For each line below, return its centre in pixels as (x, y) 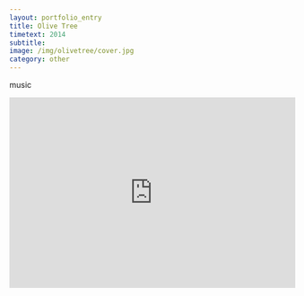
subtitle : (28, 43)
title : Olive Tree (43, 26)
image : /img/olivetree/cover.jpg (72, 51)
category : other (39, 59)
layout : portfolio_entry (56, 17)
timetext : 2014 (38, 34)
